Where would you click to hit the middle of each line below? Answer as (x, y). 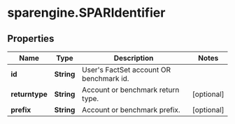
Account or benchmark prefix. (131, 110)
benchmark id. (105, 78)
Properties (31, 39)
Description (134, 58)
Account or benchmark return (130, 90)
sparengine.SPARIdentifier (86, 13)
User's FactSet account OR (126, 70)
